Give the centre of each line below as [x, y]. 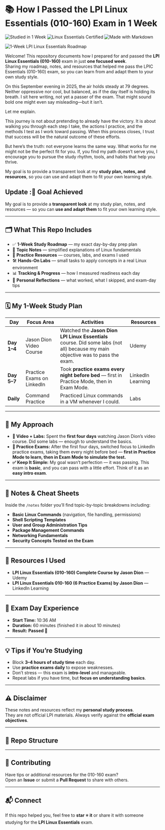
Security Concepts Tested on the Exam [53, 541]
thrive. [12, 162]
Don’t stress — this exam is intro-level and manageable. [69, 673]
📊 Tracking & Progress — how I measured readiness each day [76, 273]
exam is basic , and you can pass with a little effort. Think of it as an [80, 468]
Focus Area [41, 322]
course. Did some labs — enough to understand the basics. [72, 442]
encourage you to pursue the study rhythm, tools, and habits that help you [80, 157]
